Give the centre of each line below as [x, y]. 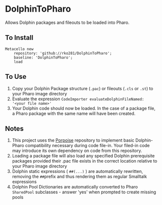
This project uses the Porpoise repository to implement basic [73, 140]
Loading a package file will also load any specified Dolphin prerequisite [83, 156]
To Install [19, 38]
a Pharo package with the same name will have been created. [74, 113]
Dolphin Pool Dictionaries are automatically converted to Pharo [75, 187]
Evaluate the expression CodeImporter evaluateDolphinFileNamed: [78, 99]
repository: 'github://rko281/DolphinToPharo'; [63, 53]
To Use [16, 77]
